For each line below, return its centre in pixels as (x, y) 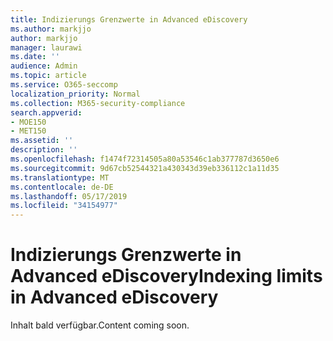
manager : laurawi (46, 47)
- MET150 (28, 131)
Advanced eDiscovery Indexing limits (166, 276)
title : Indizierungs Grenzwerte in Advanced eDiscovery (129, 19)
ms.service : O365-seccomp (64, 85)
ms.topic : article (48, 76)
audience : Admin (44, 66)
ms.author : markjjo (51, 29)
